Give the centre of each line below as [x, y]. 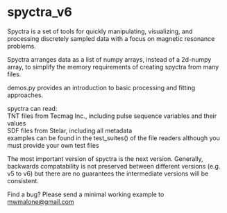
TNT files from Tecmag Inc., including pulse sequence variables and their [112, 116]
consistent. [23, 180]
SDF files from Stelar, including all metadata [70, 130]
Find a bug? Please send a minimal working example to [86, 194]
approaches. [25, 95]
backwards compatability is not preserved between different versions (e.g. [114, 166]
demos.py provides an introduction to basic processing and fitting [101, 87]
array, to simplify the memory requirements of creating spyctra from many [113, 67]
